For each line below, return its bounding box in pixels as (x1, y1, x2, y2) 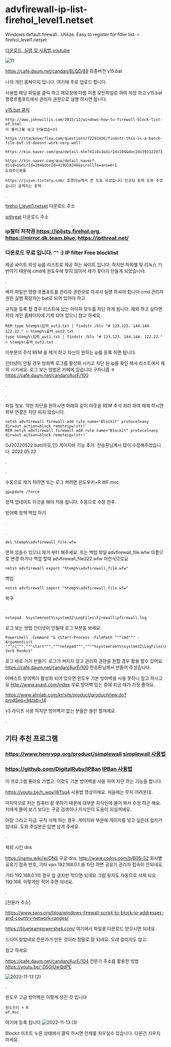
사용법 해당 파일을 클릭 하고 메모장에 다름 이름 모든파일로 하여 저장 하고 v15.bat (5, 89, 163, 95)
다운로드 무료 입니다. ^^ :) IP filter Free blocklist (5, 249, 119, 256)
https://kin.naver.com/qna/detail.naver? (5, 158, 95, 163)
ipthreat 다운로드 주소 (5, 213, 49, 220)
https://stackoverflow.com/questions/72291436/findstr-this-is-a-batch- (5, 136, 163, 141)
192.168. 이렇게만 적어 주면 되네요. (5, 879, 74, 885)
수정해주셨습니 (132, 442, 161, 448)
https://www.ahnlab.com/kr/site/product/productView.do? (5, 692, 127, 698)
